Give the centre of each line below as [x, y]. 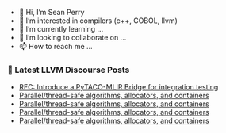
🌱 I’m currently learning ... [61, 29]
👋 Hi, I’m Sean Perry [52, 12]
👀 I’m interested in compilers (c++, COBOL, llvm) [98, 21]
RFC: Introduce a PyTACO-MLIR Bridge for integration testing [119, 87]
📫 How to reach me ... [56, 46]
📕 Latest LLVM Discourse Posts [69, 70]
